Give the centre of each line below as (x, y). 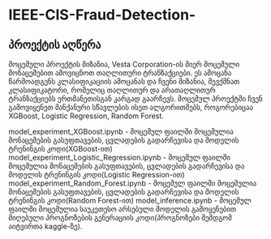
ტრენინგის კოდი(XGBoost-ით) (61, 149)
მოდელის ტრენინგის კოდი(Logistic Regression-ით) (97, 175)
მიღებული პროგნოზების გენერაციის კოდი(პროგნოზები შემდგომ (120, 218)
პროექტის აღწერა (55, 45)
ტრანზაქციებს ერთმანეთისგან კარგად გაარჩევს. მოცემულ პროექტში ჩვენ (135, 98)
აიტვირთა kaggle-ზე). (45, 226)
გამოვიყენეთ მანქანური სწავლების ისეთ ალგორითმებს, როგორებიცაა (131, 107)
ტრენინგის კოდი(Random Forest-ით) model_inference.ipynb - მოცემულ (130, 201)
